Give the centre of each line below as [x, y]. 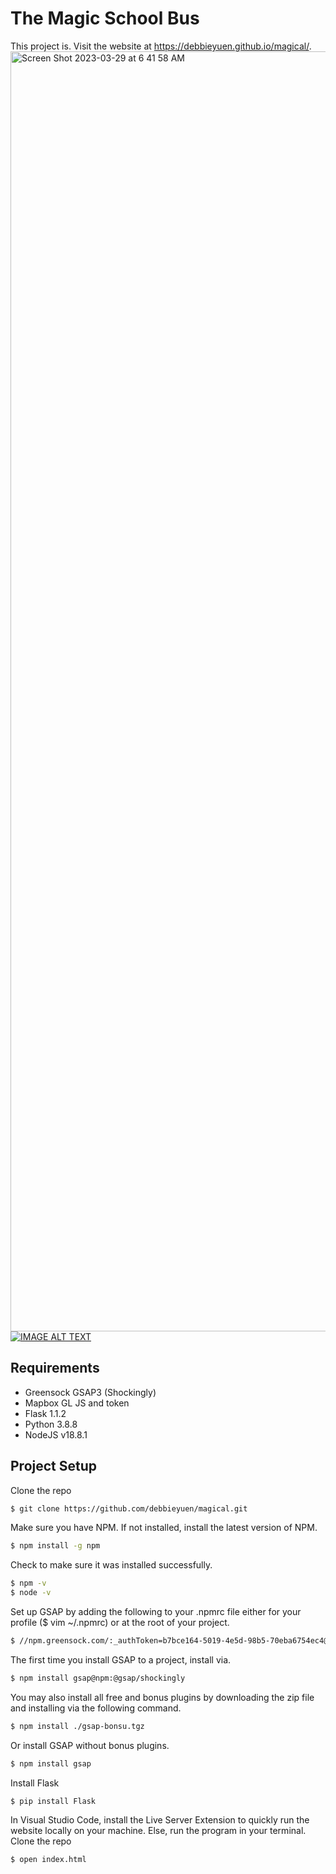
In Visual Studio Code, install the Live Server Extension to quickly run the [160, 1820]
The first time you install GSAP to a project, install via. [121, 1659]
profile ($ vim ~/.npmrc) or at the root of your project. [120, 1623]
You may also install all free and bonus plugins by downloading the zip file [162, 1697]
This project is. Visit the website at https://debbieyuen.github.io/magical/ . [161, 46]
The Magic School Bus [105, 18]
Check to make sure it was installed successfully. [111, 1565]
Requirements [55, 1368]
